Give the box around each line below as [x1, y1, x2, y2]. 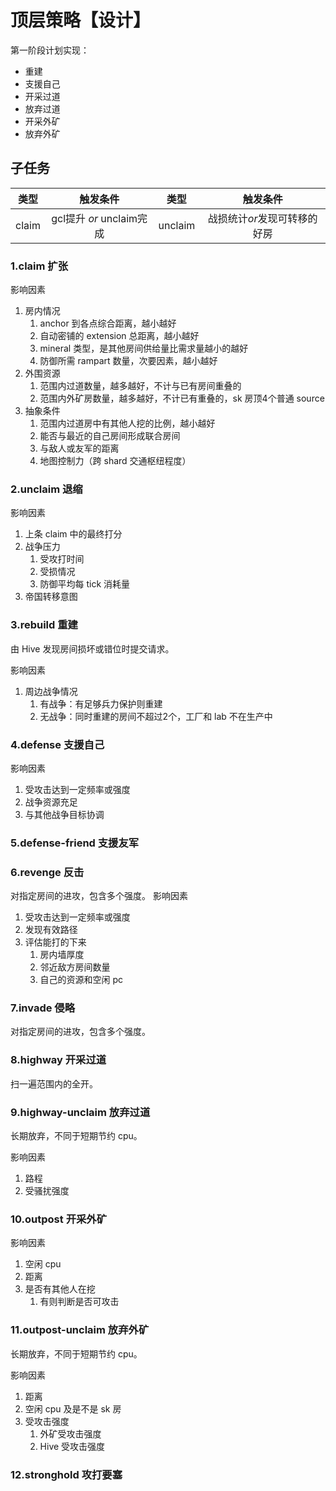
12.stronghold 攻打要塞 [10, 1467, 123, 1481]
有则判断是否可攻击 [39, 1296, 120, 1308]
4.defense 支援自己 [10, 737, 105, 751]
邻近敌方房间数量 [39, 961, 111, 973]
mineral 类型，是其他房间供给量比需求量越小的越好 [39, 342, 249, 355]
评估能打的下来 [24, 936, 87, 948]
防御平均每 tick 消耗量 [39, 578, 131, 590]
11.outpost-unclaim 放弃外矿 [10, 1323, 150, 1337]
